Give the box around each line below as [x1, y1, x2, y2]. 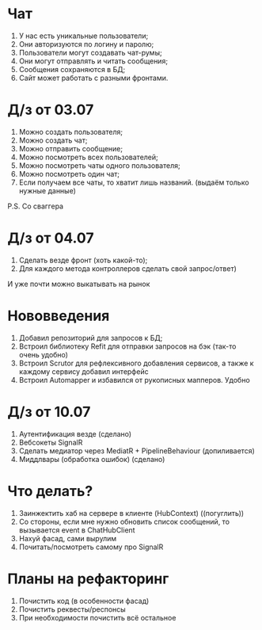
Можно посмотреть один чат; [18, 169, 120, 178]
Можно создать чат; [18, 136, 88, 145]
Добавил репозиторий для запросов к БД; [18, 333, 163, 342]
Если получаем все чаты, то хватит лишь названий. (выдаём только [18, 178, 250, 187]
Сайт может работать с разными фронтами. [18, 73, 169, 82]
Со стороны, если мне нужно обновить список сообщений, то [18, 517, 230, 526]
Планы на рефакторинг [7, 570, 169, 587]
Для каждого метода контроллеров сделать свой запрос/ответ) [18, 263, 237, 273]
